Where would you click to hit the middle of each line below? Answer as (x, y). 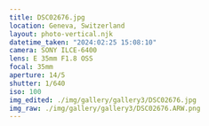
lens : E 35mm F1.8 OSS (51, 59)
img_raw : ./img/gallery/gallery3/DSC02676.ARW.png (105, 108)
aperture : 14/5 (37, 75)
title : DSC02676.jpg (48, 17)
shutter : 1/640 (37, 83)
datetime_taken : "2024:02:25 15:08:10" (83, 42)
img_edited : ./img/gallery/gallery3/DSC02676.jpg (103, 100)
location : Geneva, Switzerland (67, 26)
